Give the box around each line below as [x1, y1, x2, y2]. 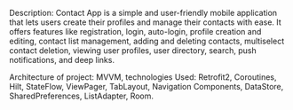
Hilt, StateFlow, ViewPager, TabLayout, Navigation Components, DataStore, [9, 82, 284, 91]
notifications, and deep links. [9, 55, 115, 65]
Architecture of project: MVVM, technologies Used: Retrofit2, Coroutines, [9, 72, 277, 82]
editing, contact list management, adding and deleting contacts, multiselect [9, 35, 285, 46]
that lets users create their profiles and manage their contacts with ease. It [9, 17, 281, 27]
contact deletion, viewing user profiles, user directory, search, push [9, 45, 257, 56]
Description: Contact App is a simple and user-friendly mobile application [9, 8, 278, 18]
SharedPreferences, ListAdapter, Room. [9, 90, 154, 101]
